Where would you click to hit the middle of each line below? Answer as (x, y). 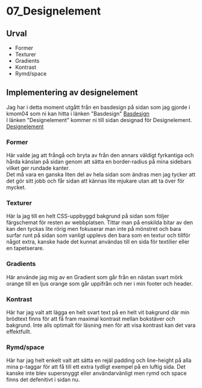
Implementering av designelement (72, 93)
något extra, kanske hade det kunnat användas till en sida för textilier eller (98, 242)
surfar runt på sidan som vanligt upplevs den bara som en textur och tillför (99, 235)
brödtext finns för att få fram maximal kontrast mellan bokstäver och (91, 319)
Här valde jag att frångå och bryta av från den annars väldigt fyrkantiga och (100, 155)
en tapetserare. (25, 248)
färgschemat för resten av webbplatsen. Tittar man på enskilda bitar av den (100, 222)
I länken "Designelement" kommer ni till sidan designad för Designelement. (99, 120)
